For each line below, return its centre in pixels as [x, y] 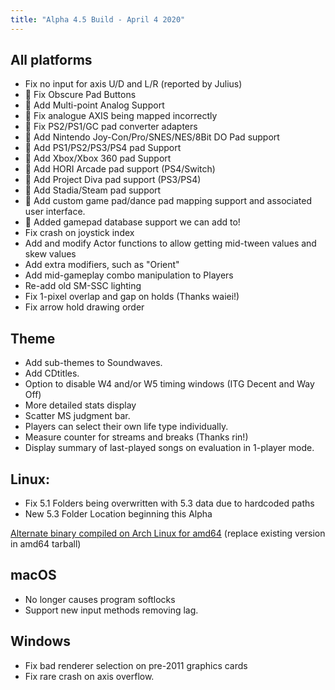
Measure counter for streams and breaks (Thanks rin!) [136, 437]
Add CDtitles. [52, 373]
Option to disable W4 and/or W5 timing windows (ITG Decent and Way [169, 384]
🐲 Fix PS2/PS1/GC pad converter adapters [111, 127]
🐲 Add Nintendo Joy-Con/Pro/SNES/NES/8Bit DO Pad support [152, 137]
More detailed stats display [80, 405]
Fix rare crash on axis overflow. [89, 676]
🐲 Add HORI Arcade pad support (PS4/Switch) [120, 169]
